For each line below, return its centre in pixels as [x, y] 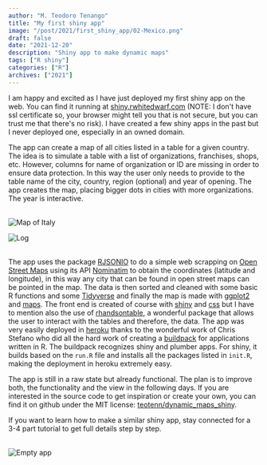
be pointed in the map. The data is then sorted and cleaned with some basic [133, 287]
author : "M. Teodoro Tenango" [59, 16]
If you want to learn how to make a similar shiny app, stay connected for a [130, 419]
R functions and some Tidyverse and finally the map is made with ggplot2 [129, 296]
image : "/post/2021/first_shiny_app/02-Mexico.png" [96, 30]
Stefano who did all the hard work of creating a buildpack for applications [129, 338]
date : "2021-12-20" [41, 46]
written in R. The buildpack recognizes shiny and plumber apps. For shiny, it [133, 346]
